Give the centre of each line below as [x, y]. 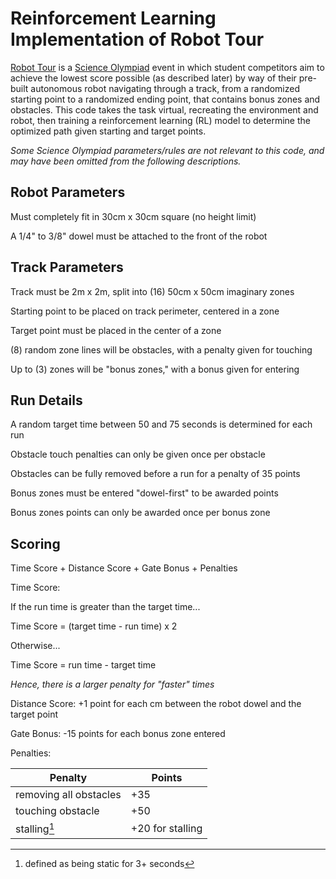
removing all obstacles [68, 795]
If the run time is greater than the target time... [105, 607]
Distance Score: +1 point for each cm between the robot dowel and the [156, 704]
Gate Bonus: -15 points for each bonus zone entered [118, 734]
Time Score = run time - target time [83, 665]
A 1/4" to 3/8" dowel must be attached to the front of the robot [139, 236]
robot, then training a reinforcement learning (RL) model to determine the [160, 120]
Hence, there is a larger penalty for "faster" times [112, 684]
